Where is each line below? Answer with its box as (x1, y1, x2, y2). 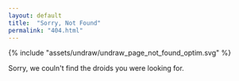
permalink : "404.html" (8, 26, 83, 34)
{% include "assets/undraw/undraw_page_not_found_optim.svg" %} (8, 48, 232, 58)
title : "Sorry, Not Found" (8, 19, 102, 27)
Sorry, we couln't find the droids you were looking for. (8, 64, 184, 73)
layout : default (8, 11, 62, 20)
